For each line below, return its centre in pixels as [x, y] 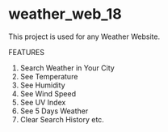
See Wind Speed [48, 93]
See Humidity [43, 85]
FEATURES [27, 52]
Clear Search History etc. [62, 119]
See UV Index [43, 102]
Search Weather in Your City [67, 68]
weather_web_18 [65, 14]
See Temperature [49, 76]
